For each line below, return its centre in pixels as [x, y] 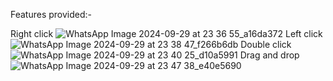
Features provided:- [51, 14]
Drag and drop [269, 55]
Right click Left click [166, 33]
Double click [266, 44]
